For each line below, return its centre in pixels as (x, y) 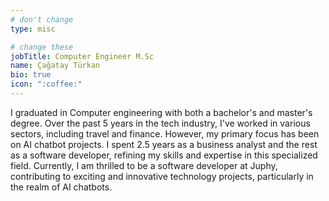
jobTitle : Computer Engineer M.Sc (82, 56)
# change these (42, 47)
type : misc (33, 29)
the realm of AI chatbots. (61, 187)
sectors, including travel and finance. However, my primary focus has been (165, 133)
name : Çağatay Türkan (55, 66)
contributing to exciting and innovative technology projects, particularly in (162, 176)
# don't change (42, 19)
